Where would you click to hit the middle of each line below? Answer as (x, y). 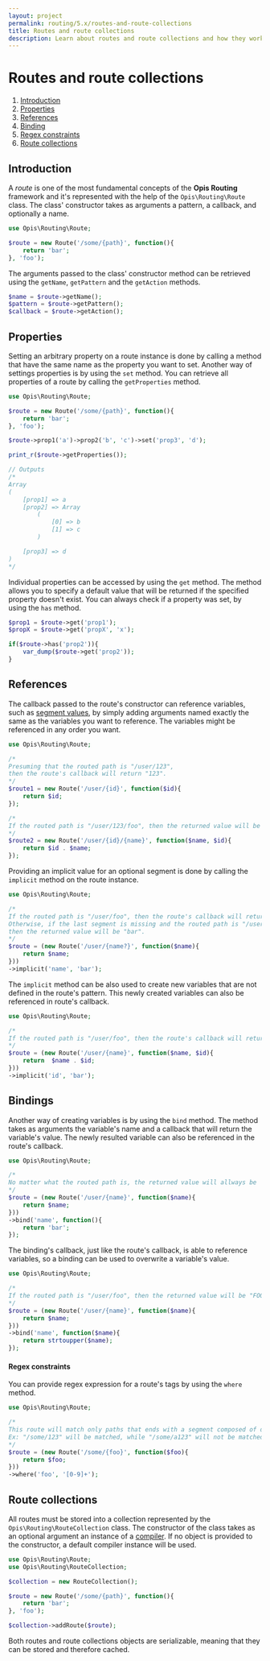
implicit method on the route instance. (74, 880)
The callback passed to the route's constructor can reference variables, (127, 704)
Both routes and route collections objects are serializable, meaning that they (134, 1641)
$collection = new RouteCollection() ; (73, 1581)
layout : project (35, 16)
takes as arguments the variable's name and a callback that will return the (130, 1129)
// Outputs (27, 470)
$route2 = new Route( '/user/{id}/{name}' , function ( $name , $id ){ (120, 841)
